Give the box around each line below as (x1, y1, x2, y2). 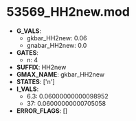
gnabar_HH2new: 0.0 (26, 41, 87, 49)
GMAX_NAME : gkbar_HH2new (16, 70, 104, 79)
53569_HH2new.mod (6, 4, 130, 20)
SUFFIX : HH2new (16, 63, 67, 71)
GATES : (16, 49, 39, 57)
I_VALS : (16, 85, 39, 93)
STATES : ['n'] (16, 77, 56, 85)
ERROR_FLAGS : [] (16, 107, 68, 115)
